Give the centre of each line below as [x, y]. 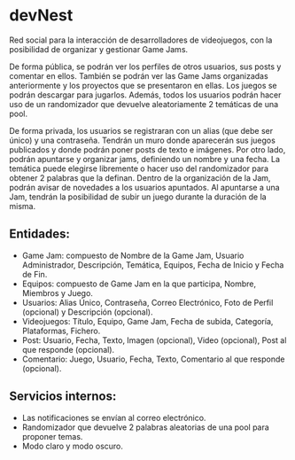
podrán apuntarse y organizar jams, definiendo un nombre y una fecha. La [145, 159]
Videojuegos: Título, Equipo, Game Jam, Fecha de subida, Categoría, [147, 321]
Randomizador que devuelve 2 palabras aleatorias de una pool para [146, 427]
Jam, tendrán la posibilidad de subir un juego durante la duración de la [138, 197]
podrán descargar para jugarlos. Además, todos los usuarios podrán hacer [145, 95]
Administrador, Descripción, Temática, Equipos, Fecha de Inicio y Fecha [153, 265]
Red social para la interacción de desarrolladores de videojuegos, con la [141, 40]
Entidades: [40, 234]
